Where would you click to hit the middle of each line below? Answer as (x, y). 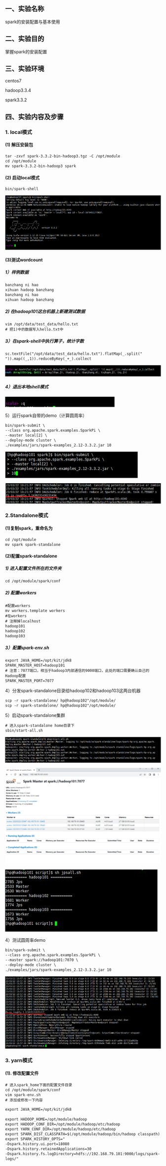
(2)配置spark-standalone (31, 556)
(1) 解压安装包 (19, 145)
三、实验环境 (25, 69)
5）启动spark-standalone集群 (35, 715)
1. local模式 (19, 132)
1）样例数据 (17, 272)
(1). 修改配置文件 (22, 1073)
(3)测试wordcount (24, 260)
